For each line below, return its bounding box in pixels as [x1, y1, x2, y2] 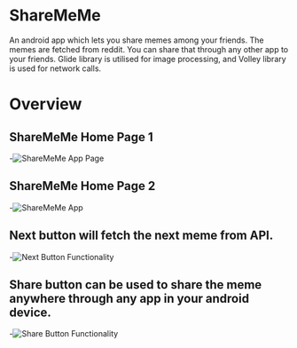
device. [9, 304, 51, 320]
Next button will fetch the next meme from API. [9, 228, 274, 243]
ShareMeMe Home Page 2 [9, 178, 156, 194]
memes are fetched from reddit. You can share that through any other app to [9, 43, 289, 54]
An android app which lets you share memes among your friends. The [9, 35, 264, 45]
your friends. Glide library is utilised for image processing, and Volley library [9, 53, 286, 64]
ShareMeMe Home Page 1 [9, 130, 153, 145]
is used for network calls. [9, 63, 102, 74]
